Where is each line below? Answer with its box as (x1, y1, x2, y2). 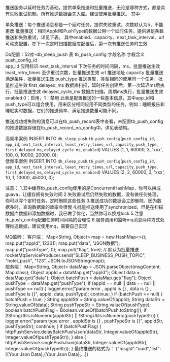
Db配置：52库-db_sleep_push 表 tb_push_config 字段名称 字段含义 (5, 51, 145, 57)
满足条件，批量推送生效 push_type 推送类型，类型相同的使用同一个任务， (5, 76, 159, 82)
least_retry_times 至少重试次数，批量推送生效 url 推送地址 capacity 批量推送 (5, 70, 164, 75)
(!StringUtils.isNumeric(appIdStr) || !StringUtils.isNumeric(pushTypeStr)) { (5, 313, 159, 318)
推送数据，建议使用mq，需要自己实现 (9, 223, 88, 229)
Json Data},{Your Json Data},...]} (19, 351, 89, 357)
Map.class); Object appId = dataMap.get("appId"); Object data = (5, 270, 140, 275)
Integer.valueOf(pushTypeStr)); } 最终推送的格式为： (5, 346, 115, 351)
